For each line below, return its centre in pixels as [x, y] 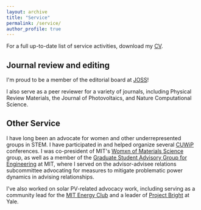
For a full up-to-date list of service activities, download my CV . [85, 46]
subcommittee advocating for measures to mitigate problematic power [94, 170]
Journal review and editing [58, 65]
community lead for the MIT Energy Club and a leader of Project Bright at [98, 195]
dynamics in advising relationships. [50, 177]
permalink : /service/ [34, 23]
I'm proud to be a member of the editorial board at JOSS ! [78, 80]
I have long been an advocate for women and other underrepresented [94, 138]
